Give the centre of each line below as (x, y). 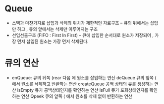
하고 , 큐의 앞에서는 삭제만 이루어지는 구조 (57, 29)
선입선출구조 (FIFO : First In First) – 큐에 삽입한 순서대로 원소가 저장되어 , (83, 35)
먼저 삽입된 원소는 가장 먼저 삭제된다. (53, 41)
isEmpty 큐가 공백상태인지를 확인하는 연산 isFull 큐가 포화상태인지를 (83, 90)
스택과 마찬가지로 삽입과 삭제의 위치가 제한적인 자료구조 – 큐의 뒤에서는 (80, 23)
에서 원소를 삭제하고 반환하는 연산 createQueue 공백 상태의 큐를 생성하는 (82, 84)
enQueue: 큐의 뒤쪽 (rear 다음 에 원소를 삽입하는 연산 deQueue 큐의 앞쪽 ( (84, 77)
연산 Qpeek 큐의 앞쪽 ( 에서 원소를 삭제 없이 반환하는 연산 (77, 96)
